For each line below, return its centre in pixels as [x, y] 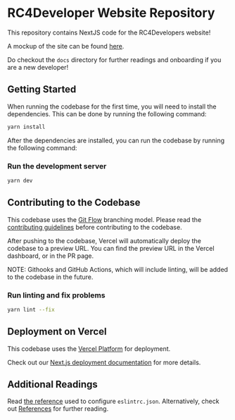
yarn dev [20, 180]
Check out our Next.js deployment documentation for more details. [104, 362]
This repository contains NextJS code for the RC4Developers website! [109, 32]
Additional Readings [53, 384]
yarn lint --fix [31, 309]
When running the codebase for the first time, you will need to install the [112, 106]
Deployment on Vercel [57, 332]
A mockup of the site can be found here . [66, 46]
